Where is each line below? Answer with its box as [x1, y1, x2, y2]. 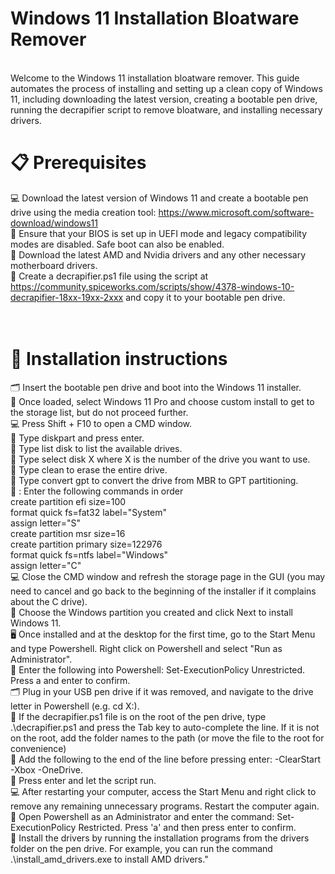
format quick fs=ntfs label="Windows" [10, 548, 169, 561]
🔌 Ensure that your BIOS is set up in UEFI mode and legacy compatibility [10, 227, 308, 239]
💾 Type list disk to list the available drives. [10, 442, 183, 454]
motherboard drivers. [10, 259, 98, 271]
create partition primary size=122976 [10, 538, 163, 550]
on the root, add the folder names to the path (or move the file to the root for [10, 732, 325, 744]
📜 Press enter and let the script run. [10, 774, 157, 786]
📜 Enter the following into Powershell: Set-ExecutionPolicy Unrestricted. [10, 663, 306, 676]
